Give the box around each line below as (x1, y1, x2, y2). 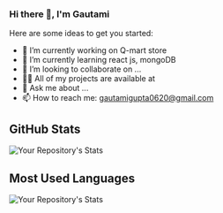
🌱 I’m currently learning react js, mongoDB (21, 55, 176, 65)
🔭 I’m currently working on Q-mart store (21, 45, 167, 56)
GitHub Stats (9, 121, 81, 136)
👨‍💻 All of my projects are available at (21, 73, 156, 84)
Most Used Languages (9, 171, 135, 186)
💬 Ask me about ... (21, 83, 89, 94)
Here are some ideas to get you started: (9, 28, 154, 39)
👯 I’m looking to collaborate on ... (21, 64, 142, 74)
